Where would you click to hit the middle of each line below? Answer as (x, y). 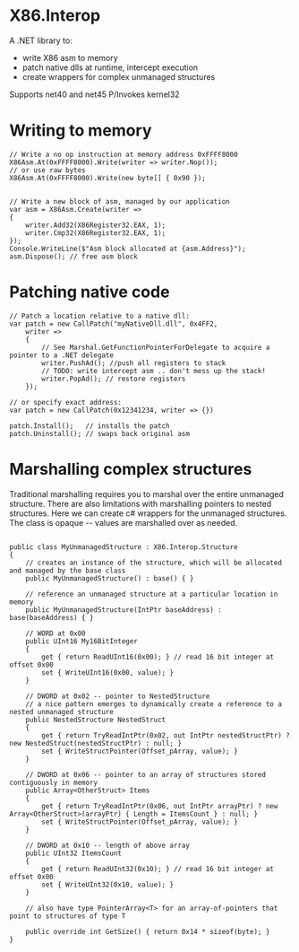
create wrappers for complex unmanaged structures (119, 76)
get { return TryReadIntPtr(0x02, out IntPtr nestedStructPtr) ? (166, 735)
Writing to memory (81, 131)
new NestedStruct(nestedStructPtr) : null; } (95, 743)
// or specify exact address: (66, 402)
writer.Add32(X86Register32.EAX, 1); (96, 225)
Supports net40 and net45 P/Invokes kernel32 (95, 94)
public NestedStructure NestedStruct (96, 720)
